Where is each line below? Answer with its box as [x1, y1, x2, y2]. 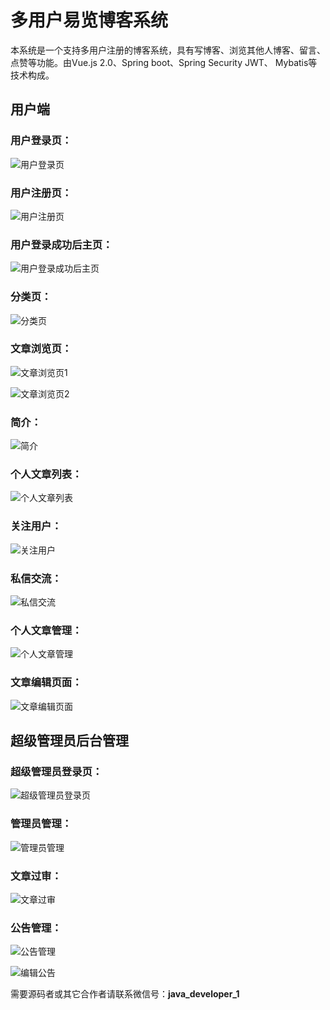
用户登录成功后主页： [10, 237, 113, 251]
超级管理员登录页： [10, 764, 103, 778]
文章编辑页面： [10, 676, 83, 690]
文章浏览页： [10, 342, 73, 356]
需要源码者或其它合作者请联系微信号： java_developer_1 [10, 988, 240, 1000]
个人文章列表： [10, 467, 83, 481]
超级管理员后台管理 [10, 732, 129, 749]
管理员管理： [10, 817, 73, 831]
